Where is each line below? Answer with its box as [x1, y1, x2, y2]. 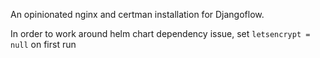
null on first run [10, 39, 77, 50]
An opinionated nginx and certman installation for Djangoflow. [10, 9, 265, 20]
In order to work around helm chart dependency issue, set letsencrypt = [10, 28, 311, 39]
